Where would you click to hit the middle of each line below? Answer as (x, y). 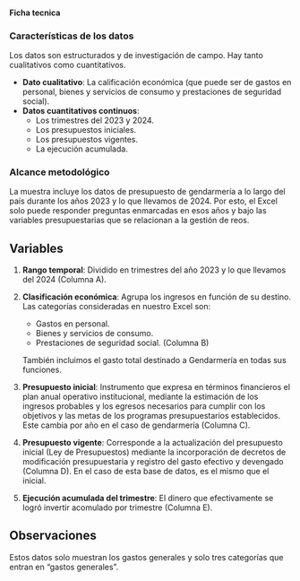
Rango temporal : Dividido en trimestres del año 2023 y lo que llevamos (154, 270)
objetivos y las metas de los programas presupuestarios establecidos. (151, 416)
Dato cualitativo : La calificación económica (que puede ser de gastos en (157, 82)
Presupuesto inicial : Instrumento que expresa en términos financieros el (156, 387)
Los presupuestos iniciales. (86, 129)
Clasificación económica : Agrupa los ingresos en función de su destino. (157, 297)
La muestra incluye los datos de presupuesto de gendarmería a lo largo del (147, 192)
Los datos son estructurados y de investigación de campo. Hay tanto (137, 55)
